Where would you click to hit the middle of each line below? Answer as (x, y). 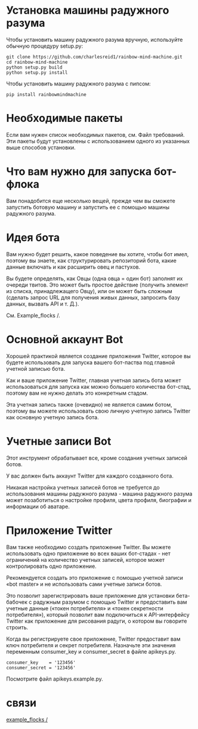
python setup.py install (37, 72)
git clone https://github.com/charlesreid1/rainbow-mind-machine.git (95, 57)
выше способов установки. (41, 147)
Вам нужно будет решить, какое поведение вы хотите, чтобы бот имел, (98, 254)
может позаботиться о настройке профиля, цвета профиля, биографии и (99, 500)
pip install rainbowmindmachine (46, 94)
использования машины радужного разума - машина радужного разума (99, 494)
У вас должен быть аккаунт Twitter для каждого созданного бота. (90, 476)
